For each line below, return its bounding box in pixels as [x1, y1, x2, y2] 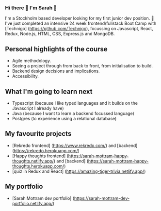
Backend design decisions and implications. [12, 68, 100, 74]
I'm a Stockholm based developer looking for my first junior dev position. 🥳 [5, 16, 154, 21]
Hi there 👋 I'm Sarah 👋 [5, 4, 57, 11]
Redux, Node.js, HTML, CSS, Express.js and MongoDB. [5, 31, 115, 37]
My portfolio [5, 182, 43, 191]
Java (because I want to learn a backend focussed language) [12, 110, 134, 116]
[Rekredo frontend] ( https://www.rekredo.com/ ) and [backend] [12, 143, 138, 148]
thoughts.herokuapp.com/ [12, 163, 64, 169]
